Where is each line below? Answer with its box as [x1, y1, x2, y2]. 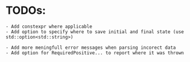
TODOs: [5, 4, 46, 17]
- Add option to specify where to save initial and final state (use [5, 28, 185, 35]
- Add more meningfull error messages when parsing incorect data [5, 45, 176, 51]
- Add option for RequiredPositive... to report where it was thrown [5, 49, 185, 56]
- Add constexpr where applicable [5, 23, 93, 29]
